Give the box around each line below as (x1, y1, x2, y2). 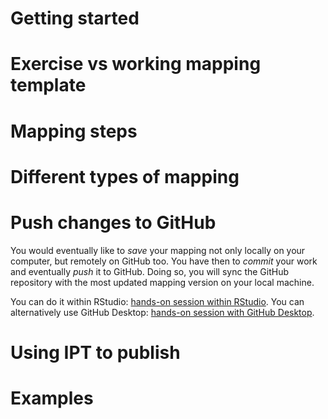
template (10, 74, 87, 97)
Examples (10, 387, 94, 410)
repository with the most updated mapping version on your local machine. (10, 276, 315, 288)
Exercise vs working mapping (10, 53, 262, 76)
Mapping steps (10, 120, 138, 142)
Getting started (10, 7, 140, 30)
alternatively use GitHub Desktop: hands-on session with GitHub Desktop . (10, 306, 315, 318)
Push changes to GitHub (10, 211, 217, 234)
